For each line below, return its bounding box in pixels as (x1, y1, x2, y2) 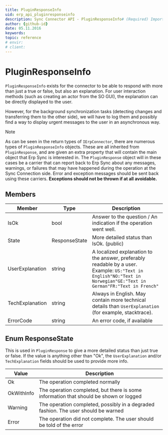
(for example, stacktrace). (92, 309, 153, 316)
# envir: (5, 40, 23, 45)
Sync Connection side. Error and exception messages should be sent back (5, 170, 159, 176)
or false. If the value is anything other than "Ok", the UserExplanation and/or (5, 353, 161, 359)
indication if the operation (92, 220, 152, 227)
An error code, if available (92, 317, 153, 324)
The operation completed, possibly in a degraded (39, 401, 155, 408)
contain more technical (92, 296, 146, 303)
